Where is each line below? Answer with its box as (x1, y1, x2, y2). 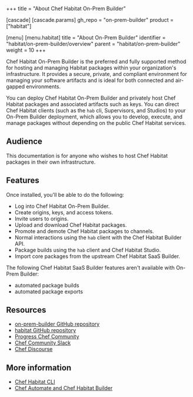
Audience (6, 137, 43, 147)
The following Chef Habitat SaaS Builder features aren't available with (6, 264, 175, 271)
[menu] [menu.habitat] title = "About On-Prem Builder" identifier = (6, 34, 166, 41)
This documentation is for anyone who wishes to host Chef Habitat (6, 152, 168, 159)
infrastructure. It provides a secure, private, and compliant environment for (6, 71, 187, 77)
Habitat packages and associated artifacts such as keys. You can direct (6, 101, 179, 108)
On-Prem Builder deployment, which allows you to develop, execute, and (6, 113, 183, 120)
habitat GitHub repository (14, 327, 76, 334)
